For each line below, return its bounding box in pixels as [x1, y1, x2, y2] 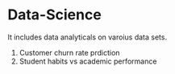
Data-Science [7, 6, 102, 24]
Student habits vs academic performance [19, 56, 157, 66]
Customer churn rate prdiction [19, 47, 120, 57]
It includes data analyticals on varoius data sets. [7, 32, 167, 42]
